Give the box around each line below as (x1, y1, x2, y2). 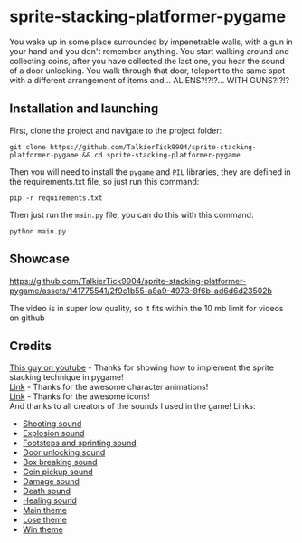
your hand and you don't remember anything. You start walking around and (9, 45, 289, 56)
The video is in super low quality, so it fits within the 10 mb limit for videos (9, 302, 284, 313)
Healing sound (22, 495, 77, 506)
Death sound (22, 486, 71, 497)
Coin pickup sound (22, 466, 93, 477)
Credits (9, 338, 52, 354)
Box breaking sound (22, 457, 98, 468)
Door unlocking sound (22, 447, 106, 458)
